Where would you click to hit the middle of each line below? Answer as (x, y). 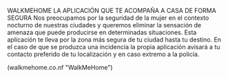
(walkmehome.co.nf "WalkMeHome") (60, 67)
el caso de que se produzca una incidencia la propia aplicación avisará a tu (114, 47)
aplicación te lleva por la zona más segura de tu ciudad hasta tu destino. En (114, 40)
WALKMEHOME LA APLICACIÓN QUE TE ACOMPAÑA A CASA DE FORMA (112, 11)
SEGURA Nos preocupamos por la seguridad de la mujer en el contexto (108, 18)
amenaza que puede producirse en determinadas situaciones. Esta (102, 32)
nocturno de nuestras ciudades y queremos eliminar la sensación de (104, 25)
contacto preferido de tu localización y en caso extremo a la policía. (103, 54)
